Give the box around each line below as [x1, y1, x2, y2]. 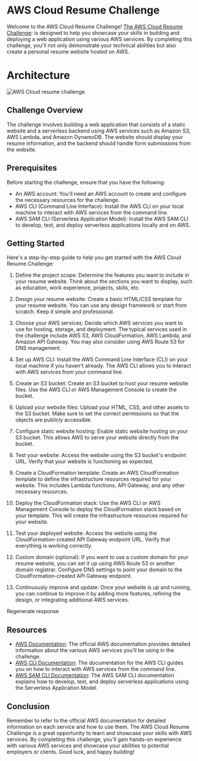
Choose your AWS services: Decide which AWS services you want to [15, 319, 183, 327]
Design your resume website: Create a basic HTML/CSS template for [15, 296, 182, 303]
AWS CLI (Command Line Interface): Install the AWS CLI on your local [15, 203, 184, 210]
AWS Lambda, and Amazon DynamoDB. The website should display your [6, 133, 183, 140]
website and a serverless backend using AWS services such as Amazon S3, [6, 127, 191, 134]
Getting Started [6, 238, 65, 248]
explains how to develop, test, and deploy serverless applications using [15, 678, 189, 685]
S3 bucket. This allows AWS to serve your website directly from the [15, 434, 179, 441]
